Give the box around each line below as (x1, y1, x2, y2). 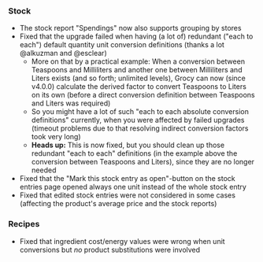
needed (31, 165, 57, 175)
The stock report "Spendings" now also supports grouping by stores (19, 24, 242, 33)
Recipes (8, 219, 40, 230)
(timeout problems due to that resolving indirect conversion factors (31, 124, 249, 133)
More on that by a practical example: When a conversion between (31, 57, 246, 66)
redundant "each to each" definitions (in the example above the (31, 149, 238, 158)
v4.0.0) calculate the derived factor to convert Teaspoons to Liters (31, 82, 246, 91)
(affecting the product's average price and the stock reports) (19, 199, 217, 208)
